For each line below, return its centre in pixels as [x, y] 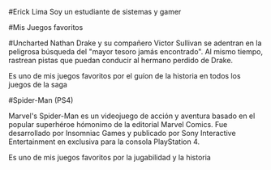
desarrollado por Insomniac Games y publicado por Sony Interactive [123, 133]
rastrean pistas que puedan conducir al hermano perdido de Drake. [121, 60]
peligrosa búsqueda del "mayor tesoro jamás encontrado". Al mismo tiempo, [136, 51]
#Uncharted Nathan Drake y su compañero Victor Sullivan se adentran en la [135, 43]
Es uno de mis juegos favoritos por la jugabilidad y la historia [110, 157]
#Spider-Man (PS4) [41, 100]
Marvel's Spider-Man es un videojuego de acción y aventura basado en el [132, 116]
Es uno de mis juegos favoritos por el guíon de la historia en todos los [125, 76]
